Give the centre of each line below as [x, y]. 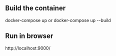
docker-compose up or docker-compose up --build [58, 20]
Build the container [35, 8]
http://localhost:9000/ [28, 48]
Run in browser [29, 36]
